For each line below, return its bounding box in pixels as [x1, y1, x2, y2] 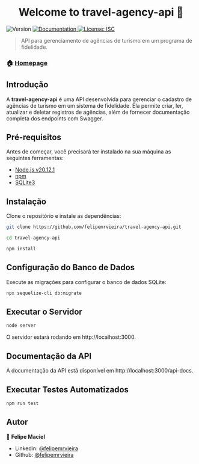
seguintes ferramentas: [6, 155, 64, 162]
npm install [6, 246, 36, 252]
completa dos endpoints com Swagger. [6, 114, 103, 122]
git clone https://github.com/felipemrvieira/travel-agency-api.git [6, 224, 182, 230]
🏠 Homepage [6, 58, 48, 67]
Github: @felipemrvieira [14, 451, 74, 458]
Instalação [6, 196, 47, 206]
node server [6, 323, 36, 329]
